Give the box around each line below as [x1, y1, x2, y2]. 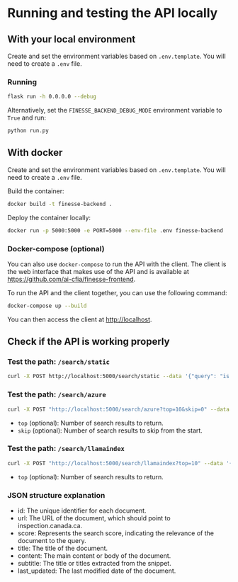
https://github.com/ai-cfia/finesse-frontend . [7, 275, 136, 283]
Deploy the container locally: [7, 213, 91, 222]
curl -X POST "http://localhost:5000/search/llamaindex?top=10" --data [7, 460, 223, 467]
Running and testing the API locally [7, 5, 218, 21]
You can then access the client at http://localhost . [7, 315, 152, 324]
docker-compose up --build [7, 302, 87, 309]
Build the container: [7, 186, 64, 195]
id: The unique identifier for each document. [17, 506, 147, 515]
